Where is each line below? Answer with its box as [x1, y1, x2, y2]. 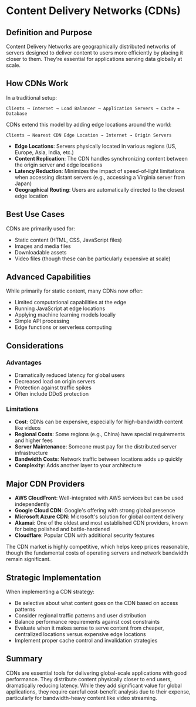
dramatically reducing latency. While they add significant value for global [6, 682, 182, 689]
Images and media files [14, 242, 72, 250]
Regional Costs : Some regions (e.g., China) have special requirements [14, 431, 185, 438]
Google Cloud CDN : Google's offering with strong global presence [14, 507, 175, 514]
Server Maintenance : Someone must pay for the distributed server [14, 443, 177, 450]
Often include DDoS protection [14, 390, 89, 397]
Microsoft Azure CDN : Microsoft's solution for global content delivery [14, 513, 184, 520]
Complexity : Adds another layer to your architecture [14, 462, 142, 469]
